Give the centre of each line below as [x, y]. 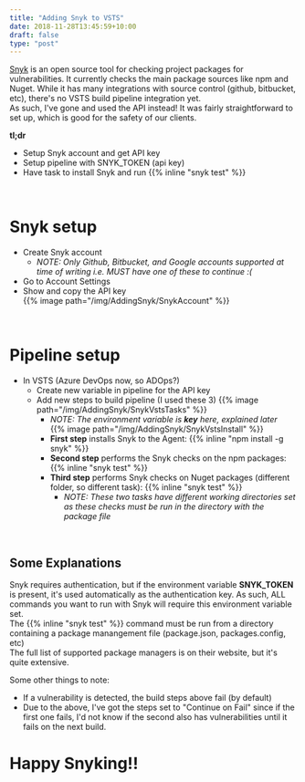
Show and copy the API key [74, 291]
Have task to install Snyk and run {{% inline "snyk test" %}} [134, 172]
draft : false [34, 35]
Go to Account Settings [67, 282]
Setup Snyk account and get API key [91, 153]
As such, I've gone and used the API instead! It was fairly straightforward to [152, 108]
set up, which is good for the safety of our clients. [103, 118]
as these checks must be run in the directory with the [164, 506]
